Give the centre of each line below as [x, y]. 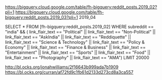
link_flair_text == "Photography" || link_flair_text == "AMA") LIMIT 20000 [77, 57]
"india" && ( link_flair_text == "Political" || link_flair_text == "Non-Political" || [81, 32]
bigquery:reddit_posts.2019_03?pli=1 [42, 17]
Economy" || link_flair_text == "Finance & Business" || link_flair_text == [75, 47]
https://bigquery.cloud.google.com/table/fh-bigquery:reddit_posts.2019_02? [81, 7]
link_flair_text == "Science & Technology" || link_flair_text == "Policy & [75, 42]
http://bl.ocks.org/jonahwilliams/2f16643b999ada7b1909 [62, 67]
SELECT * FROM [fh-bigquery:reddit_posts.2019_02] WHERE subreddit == [80, 27]
